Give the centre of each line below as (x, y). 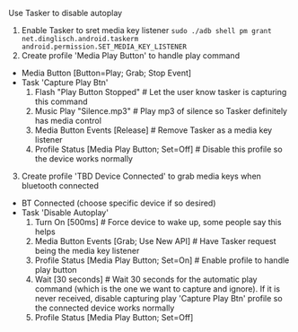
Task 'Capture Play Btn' (65, 83)
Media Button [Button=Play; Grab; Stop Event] (106, 73)
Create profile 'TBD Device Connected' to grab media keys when (141, 176)
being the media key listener (87, 251)
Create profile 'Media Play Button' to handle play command (130, 56)
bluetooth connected (60, 186)
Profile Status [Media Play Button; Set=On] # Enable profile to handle (162, 260)
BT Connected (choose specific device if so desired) (118, 203)
